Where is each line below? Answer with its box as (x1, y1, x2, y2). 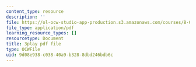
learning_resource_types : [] (6, 30, 77, 36)
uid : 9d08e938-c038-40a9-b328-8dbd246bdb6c (6, 52, 114, 58)
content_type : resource (6, 8, 64, 15)
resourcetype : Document (6, 36, 64, 41)
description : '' (6, 14, 45, 20)
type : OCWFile (6, 47, 41, 52)
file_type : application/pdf (6, 24, 75, 31)
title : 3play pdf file (6, 41, 61, 47)
